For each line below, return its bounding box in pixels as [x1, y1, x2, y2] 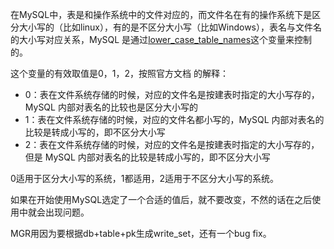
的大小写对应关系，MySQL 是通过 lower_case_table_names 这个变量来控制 [10, 34, 313, 45]
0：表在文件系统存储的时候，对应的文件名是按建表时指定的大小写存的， [24, 89, 320, 100]
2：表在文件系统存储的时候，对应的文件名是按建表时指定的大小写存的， [24, 139, 320, 150]
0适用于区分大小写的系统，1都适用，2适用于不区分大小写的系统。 [10, 173, 280, 184]
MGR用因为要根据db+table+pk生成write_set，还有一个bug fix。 [10, 228, 272, 239]
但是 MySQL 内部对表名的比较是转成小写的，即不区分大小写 [24, 151, 271, 163]
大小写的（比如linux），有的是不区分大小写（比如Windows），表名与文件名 [18, 21, 322, 33]
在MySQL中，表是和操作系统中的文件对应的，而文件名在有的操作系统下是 [10, 9, 313, 20]
